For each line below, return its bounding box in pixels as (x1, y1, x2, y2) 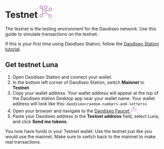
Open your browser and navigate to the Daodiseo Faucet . (12, 108, 138, 114)
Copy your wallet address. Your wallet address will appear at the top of (12, 90, 158, 96)
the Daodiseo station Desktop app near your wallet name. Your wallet (12, 95, 155, 101)
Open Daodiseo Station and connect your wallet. (12, 74, 112, 80)
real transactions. (5, 138, 41, 145)
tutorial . (5, 46, 21, 52)
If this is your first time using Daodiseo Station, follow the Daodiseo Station (5, 41, 159, 47)
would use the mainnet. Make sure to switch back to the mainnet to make (5, 133, 156, 139)
